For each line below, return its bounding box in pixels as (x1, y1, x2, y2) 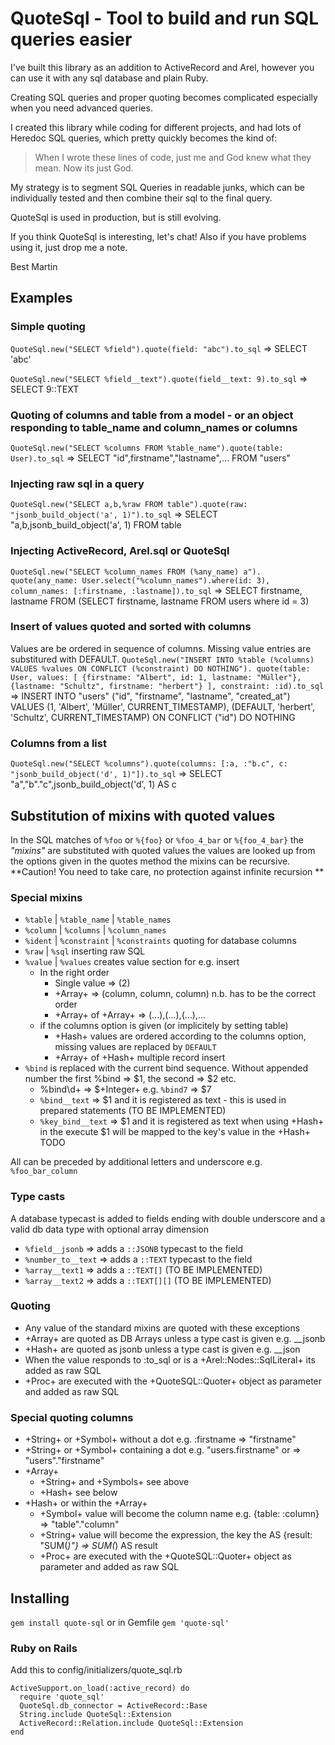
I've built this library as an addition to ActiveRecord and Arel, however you (10, 61, 315, 73)
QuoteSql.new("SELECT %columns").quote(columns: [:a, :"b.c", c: (10, 759, 288, 769)
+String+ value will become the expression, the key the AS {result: (39, 1529, 313, 1541)
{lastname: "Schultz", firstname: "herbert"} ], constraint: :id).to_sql (10, 681, 325, 691)
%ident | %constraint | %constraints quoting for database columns (24, 935, 297, 947)
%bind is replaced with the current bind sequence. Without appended (24, 1062, 308, 1074)
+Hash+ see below (39, 1487, 118, 1499)
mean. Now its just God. (34, 162, 134, 174)
